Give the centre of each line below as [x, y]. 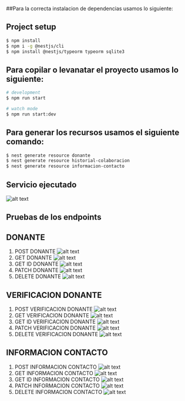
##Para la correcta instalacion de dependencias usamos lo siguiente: [90, 9]
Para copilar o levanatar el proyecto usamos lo [92, 70]
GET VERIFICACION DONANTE [52, 316]
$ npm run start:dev [31, 114]
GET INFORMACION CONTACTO [54, 373]
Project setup [31, 27]
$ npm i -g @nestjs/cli [35, 46]
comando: [25, 142]
